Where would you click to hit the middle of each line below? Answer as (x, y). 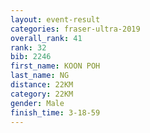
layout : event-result (55, 19)
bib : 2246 (31, 57)
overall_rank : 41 (46, 38)
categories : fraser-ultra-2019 (75, 29)
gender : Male (37, 103)
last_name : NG (40, 76)
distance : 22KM (42, 85)
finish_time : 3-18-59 (55, 112)
